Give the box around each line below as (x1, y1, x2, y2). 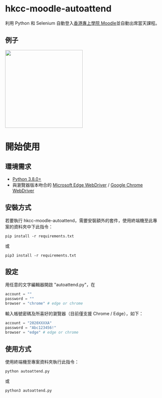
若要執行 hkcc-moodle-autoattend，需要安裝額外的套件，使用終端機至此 (5, 217, 153, 223)
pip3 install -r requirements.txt (5, 253, 77, 258)
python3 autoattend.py (5, 388, 52, 394)
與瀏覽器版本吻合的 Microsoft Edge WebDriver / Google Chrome (12, 182, 143, 188)
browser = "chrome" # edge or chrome (5, 301, 83, 306)
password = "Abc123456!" (5, 325, 56, 330)
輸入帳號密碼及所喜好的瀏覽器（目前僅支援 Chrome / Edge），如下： (5, 311, 144, 316)
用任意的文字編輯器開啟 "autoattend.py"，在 (5, 282, 96, 288)
